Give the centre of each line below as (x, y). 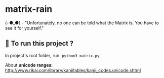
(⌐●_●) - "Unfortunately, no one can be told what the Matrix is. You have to (82, 23)
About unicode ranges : (29, 65)
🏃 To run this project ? (40, 44)
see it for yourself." (24, 28)
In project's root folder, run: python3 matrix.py (52, 55)
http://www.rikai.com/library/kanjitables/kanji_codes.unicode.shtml (73, 70)
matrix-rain (29, 9)
